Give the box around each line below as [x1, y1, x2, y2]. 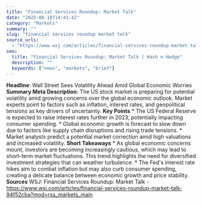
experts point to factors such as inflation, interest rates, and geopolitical [6, 101, 185, 108]
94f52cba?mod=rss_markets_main [6, 191, 93, 199]
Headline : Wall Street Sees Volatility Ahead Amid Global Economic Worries [6, 82, 192, 89]
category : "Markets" [6, 20, 59, 26]
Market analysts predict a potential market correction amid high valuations [6, 133, 192, 140]
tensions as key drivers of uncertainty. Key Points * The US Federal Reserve [6, 107, 196, 115]
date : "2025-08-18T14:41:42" [6, 15, 80, 21]
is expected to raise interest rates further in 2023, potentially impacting [6, 114, 183, 121]
